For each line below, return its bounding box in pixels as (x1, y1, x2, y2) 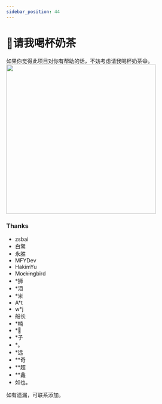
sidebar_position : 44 (6, 8, 60, 15)
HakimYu (14, 263, 37, 270)
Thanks (6, 222, 29, 230)
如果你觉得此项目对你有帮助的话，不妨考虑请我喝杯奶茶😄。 (6, 57, 154, 65)
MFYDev (14, 256, 37, 264)
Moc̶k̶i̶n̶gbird (14, 270, 46, 277)
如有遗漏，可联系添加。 (6, 391, 64, 398)
